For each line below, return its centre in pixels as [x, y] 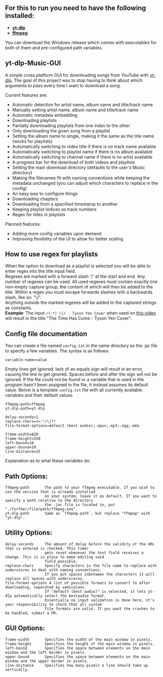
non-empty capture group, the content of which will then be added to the [79, 287]
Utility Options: [29, 533]
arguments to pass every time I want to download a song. [63, 85]
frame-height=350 [23, 439]
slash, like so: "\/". [23, 297]
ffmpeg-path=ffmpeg [25, 404]
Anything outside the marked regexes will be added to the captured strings [81, 303]
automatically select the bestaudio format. [60, 596]
